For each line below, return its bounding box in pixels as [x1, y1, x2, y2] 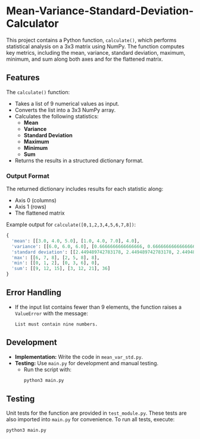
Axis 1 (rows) [14, 203, 46, 211]
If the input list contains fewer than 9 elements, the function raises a [14, 303, 182, 311]
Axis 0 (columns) [14, 197, 57, 204]
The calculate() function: [6, 88, 70, 96]
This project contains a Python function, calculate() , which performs [6, 36, 177, 43]
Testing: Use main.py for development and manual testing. [14, 359, 159, 366]
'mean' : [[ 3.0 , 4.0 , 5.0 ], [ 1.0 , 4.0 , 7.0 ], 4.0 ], [11, 238, 140, 244]
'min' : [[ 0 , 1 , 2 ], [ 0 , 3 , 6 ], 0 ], [11, 260, 100, 266]
